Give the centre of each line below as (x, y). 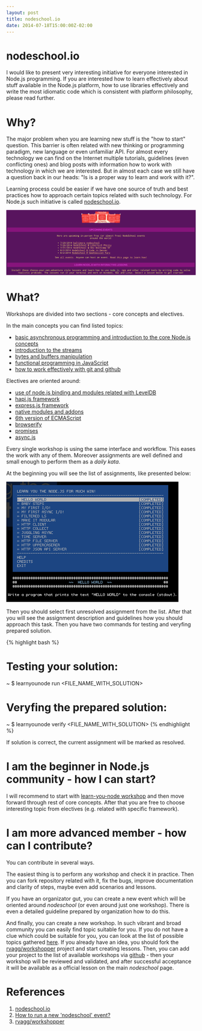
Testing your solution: (62, 667)
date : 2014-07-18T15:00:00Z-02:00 (50, 25)
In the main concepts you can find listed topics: (65, 325)
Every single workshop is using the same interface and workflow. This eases (101, 448)
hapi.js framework (37, 399)
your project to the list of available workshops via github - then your (90, 955)
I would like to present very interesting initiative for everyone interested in (97, 73)
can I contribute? (50, 846)
